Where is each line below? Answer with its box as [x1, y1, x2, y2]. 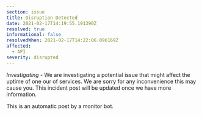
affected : [6, 43, 32, 49]
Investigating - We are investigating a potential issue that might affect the [6, 71, 190, 78]
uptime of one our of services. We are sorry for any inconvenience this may [6, 78, 197, 85]
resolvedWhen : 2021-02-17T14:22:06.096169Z [6, 37, 119, 43]
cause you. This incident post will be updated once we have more [6, 84, 171, 92]
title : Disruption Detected [6, 15, 78, 21]
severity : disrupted [6, 54, 59, 60]
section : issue [6, 9, 45, 15]
